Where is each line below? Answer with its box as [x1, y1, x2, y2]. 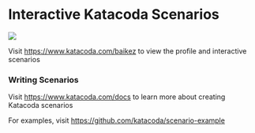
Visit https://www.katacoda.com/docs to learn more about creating [8, 92, 226, 102]
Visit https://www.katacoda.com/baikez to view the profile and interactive [8, 46, 247, 56]
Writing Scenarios [8, 74, 79, 85]
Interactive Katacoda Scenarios [8, 6, 219, 24]
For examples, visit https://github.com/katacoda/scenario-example [8, 116, 225, 125]
